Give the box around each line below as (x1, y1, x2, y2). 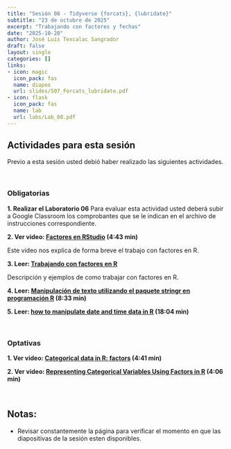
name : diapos (13, 81, 51, 88)
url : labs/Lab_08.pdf (13, 113, 76, 120)
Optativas (7, 338, 42, 348)
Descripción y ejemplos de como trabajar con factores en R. (7, 272, 179, 281)
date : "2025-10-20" (7, 29, 64, 37)
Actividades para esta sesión (7, 140, 136, 152)
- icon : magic (7, 68, 49, 75)
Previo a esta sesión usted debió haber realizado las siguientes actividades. (7, 158, 224, 166)
